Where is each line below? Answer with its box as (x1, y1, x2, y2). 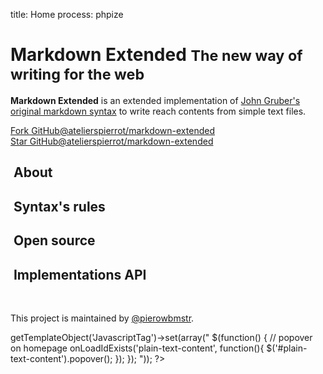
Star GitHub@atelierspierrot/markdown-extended (10, 135, 214, 147)
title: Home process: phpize (10, 9, 124, 20)
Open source (13, 232, 96, 249)
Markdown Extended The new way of (10, 44, 303, 66)
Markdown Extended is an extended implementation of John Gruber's (10, 94, 301, 106)
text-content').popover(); (10, 352, 113, 364)
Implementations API (13, 266, 147, 283)
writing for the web (10, 65, 145, 84)
